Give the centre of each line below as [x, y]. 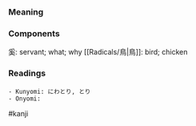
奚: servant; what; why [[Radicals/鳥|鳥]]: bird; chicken [98, 52]
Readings [27, 73]
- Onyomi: [25, 99]
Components [34, 33]
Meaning [26, 12]
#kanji [18, 113]
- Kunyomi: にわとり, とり [50, 91]
